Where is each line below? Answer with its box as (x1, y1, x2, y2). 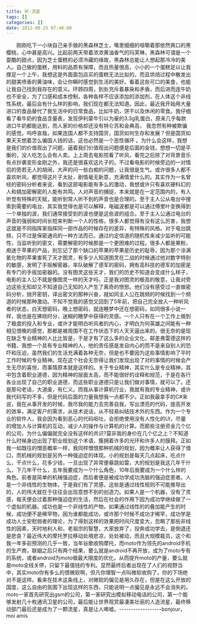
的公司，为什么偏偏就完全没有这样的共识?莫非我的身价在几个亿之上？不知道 (6, 430, 189, 437)
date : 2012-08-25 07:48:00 (6, 25, 72, 31)
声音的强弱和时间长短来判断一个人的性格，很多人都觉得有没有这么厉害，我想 (6, 217, 191, 224)
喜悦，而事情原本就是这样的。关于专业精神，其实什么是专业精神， (26, 364, 186, 371)
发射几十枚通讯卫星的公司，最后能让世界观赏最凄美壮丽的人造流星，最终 (11, 598, 186, 605)
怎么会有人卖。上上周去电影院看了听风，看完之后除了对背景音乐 (36, 152, 191, 159)
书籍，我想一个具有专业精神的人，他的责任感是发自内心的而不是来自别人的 (6, 342, 186, 349)
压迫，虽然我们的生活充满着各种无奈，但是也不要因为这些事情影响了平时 (16, 349, 191, 356)
